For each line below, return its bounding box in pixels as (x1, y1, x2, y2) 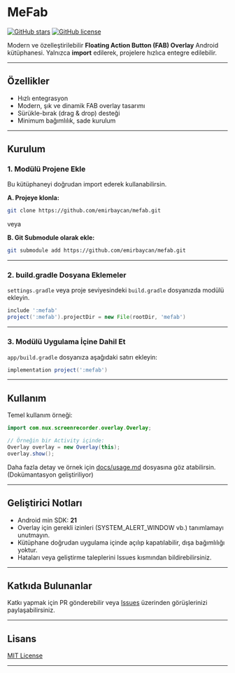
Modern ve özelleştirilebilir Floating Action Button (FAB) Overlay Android (7, 41, 219, 49)
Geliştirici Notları (7, 497, 83, 509)
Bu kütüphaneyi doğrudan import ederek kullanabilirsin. (7, 180, 167, 189)
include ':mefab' (7, 307, 58, 314)
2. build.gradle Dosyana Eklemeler (7, 271, 127, 280)
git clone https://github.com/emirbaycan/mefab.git (7, 208, 161, 215)
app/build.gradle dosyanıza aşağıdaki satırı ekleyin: (7, 353, 157, 361)
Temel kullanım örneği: (7, 411, 73, 419)
